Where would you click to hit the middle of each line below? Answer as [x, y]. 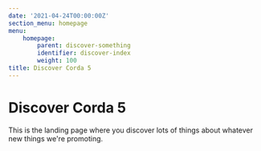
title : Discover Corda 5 [50, 68]
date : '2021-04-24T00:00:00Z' [59, 16]
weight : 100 [57, 61]
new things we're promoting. [56, 138]
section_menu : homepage [48, 23]
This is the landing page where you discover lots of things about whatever [131, 130]
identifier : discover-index [84, 53]
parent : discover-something [84, 46]
